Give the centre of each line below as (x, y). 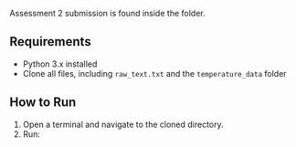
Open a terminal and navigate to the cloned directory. (123, 124)
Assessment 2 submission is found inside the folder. (107, 13)
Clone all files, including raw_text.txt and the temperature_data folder (154, 73)
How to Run (43, 103)
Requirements (50, 42)
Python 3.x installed (60, 64)
